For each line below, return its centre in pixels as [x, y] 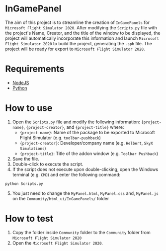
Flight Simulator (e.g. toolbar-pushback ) [60, 138]
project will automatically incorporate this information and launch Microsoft [82, 38]
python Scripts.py [24, 184]
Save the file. [26, 159]
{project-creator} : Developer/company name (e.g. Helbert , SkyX [86, 143]
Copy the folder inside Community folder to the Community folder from [81, 232]
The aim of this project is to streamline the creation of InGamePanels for [78, 22]
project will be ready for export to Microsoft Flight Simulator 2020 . [75, 49]
